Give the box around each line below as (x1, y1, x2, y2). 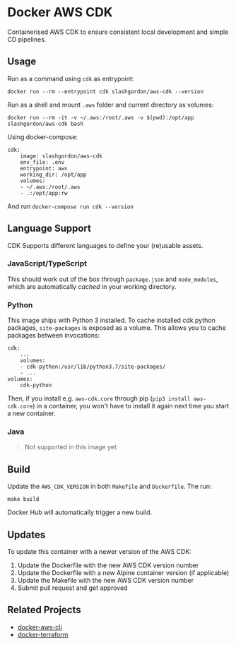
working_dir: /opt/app (20, 171, 87, 178)
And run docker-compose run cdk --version (7, 202, 134, 211)
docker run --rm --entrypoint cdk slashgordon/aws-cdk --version (7, 88, 203, 95)
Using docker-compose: (7, 132, 78, 141)
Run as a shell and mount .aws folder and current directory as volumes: (7, 100, 214, 109)
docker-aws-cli (17, 622, 62, 631)
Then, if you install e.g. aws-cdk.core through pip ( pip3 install (7, 394, 191, 403)
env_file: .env (20, 158, 65, 166)
